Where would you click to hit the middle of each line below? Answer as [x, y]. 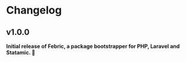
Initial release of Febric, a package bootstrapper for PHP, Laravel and [93, 46]
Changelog [34, 10]
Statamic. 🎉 [21, 53]
